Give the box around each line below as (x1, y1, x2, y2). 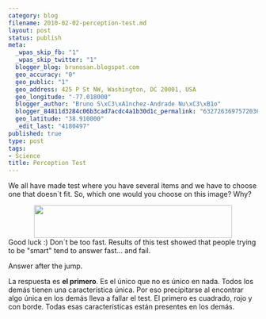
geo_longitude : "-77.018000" (15, 93, 112, 101)
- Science (8, 152, 41, 159)
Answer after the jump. (8, 261, 83, 271)
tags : (8, 144, 26, 152)
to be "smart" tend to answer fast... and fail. (8, 246, 151, 256)
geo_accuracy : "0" (15, 71, 77, 79)
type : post (8, 136, 44, 145)
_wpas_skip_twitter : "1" (15, 56, 97, 64)
